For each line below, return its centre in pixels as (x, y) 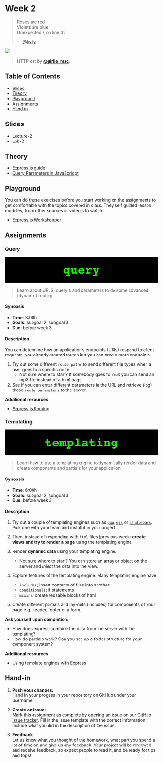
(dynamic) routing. (35, 295)
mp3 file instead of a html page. (51, 380)
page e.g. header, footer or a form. (47, 610)
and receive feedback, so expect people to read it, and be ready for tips (84, 750)
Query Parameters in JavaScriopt (45, 173)
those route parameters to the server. (49, 390)
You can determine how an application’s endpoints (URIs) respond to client (80, 350)
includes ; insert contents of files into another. (65, 585)
